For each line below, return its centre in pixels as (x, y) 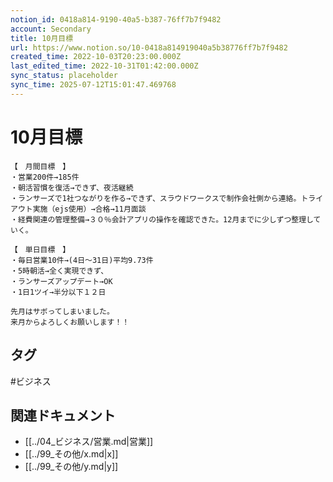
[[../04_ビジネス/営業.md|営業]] (89, 442)
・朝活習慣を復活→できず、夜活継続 (72, 187)
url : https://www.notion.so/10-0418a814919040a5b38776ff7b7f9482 (149, 47)
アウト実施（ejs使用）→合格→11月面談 (78, 209)
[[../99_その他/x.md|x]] (71, 454)
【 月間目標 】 (40, 166)
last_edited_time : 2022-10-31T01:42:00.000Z (104, 66)
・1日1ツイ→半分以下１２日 (58, 292)
